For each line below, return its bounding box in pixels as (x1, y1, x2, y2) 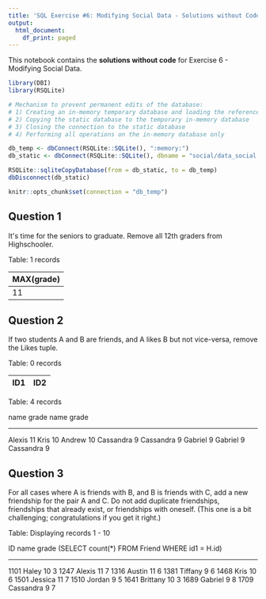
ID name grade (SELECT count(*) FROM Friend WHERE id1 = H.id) (8, 544, 222, 553)
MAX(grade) (12, 273, 61, 284)
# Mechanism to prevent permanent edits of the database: (8, 101, 203, 109)
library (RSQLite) (8, 86, 66, 95)
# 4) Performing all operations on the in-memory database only (8, 130, 225, 139)
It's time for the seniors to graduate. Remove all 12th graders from (8, 231, 223, 240)
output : (8, 19, 34, 27)
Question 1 (8, 210, 62, 223)
